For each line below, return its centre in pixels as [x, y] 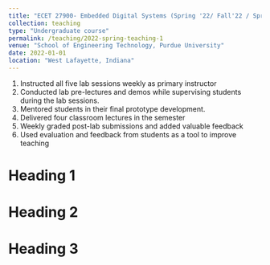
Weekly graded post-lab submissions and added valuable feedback [131, 126]
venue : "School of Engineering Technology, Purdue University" [117, 46]
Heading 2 [43, 212]
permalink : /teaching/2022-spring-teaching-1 [86, 38]
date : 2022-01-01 [37, 53]
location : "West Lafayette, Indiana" [72, 61]
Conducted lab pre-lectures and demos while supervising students [131, 92]
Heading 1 [42, 175]
